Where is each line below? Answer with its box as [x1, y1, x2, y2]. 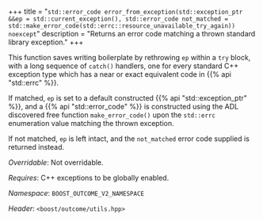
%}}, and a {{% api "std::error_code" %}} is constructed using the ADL [8, 102, 239, 111]
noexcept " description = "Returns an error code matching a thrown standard [8, 29, 256, 38]
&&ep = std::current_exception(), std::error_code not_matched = [8, 15, 228, 23]
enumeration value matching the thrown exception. [8, 119, 174, 128]
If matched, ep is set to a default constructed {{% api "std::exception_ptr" [8, 93, 248, 102]
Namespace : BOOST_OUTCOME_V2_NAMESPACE [8, 189, 145, 197]
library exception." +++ [8, 37, 84, 47]
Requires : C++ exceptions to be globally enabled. [8, 173, 170, 182]
